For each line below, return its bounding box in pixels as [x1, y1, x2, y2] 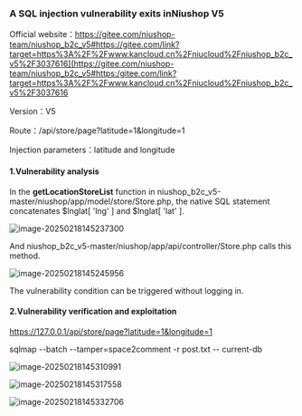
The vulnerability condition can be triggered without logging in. [9, 285, 244, 296]
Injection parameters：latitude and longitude [9, 144, 175, 156]
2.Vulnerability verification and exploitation [9, 306, 177, 317]
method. [9, 250, 41, 261]
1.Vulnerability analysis [9, 166, 99, 177]
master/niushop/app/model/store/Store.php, [9, 196, 175, 207]
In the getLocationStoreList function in [9, 186, 156, 197]
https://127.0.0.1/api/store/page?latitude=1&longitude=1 [9, 325, 212, 337]
